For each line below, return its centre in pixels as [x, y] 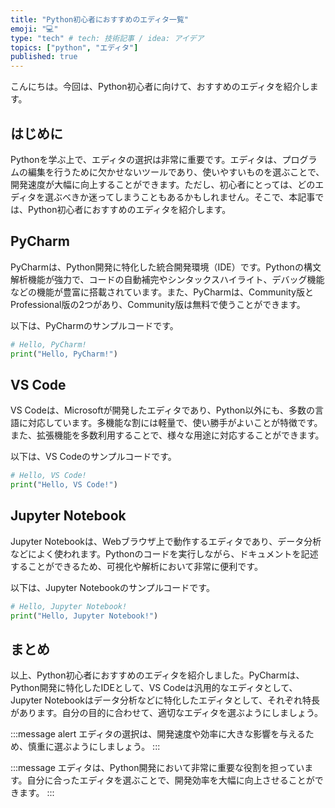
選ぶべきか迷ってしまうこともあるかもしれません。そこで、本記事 [180, 197]
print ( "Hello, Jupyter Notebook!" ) [84, 616]
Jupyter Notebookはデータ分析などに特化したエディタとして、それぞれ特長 [165, 700]
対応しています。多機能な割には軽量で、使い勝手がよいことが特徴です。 [175, 423]
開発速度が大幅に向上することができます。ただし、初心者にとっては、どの [163, 184]
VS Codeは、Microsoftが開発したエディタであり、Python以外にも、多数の [162, 410]
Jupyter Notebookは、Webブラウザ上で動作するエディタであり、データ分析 [166, 541]
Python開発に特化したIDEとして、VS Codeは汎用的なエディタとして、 [154, 688]
